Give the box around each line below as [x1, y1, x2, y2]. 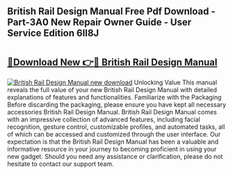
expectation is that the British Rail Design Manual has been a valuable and [7, 137, 219, 146]
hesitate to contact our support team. [7, 160, 114, 168]
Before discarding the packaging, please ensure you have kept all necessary [7, 100, 227, 109]
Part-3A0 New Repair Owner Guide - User [7, 17, 192, 29]
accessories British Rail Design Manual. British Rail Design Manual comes [7, 108, 218, 116]
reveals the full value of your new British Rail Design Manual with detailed [7, 86, 218, 93]
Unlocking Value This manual [134, 78, 218, 86]
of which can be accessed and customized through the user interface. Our [7, 130, 221, 138]
